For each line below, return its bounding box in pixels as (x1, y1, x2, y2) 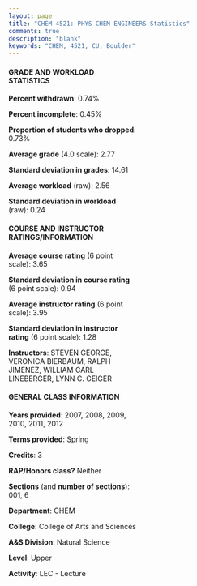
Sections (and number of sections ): (8, 481, 130, 491)
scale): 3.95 (8, 307, 49, 317)
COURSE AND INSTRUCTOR (8, 224, 104, 233)
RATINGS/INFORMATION (8, 232, 94, 242)
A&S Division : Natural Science (8, 537, 111, 547)
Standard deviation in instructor (8, 323, 118, 333)
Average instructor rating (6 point (8, 299, 123, 309)
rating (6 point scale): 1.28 (8, 331, 97, 341)
